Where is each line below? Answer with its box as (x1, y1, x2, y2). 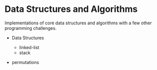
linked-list (19, 44, 39, 50)
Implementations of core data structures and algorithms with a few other (4, 20, 152, 26)
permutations (11, 59, 39, 65)
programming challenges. (4, 25, 57, 31)
